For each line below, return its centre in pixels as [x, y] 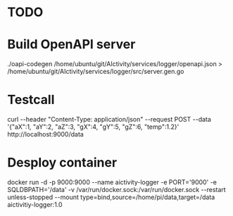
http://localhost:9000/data [46, 134]
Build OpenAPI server [71, 45]
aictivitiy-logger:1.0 [35, 204]
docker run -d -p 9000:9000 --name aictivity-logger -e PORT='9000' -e [112, 182]
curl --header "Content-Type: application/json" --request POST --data [109, 120]
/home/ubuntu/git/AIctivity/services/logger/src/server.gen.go [96, 72]
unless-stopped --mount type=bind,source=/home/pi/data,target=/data [111, 197]
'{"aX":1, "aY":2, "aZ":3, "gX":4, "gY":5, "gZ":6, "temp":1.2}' [93, 127]
